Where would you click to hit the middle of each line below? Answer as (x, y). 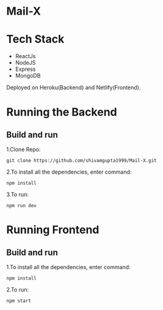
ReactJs (25, 56)
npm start (19, 301)
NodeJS (25, 63)
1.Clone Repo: (24, 149)
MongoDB (28, 76)
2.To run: (18, 290)
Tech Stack (35, 39)
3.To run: (18, 194)
